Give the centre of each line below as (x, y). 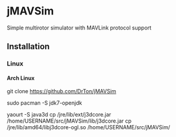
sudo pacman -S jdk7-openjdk (44, 103)
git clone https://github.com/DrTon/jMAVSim (62, 91)
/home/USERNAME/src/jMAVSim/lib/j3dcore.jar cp (69, 121)
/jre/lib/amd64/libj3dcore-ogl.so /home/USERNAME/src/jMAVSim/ (89, 127)
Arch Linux (21, 78)
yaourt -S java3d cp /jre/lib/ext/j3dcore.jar (59, 115)
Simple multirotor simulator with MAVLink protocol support (79, 28)
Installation (28, 47)
